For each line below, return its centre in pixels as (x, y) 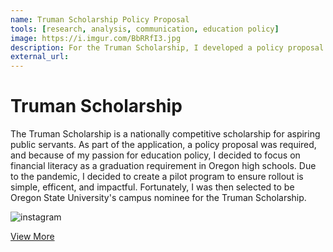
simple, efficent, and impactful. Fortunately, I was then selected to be (152, 187)
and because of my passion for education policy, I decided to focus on (155, 155)
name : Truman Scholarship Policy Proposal (100, 19)
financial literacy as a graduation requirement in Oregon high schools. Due (163, 166)
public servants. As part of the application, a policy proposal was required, (163, 145)
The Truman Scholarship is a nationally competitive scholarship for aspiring (165, 134)
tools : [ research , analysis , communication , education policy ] (145, 29)
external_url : (40, 57)
